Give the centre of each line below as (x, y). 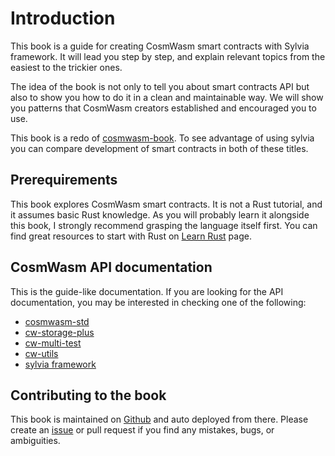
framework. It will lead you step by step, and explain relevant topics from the (168, 56)
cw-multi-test (53, 343)
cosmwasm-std (57, 321)
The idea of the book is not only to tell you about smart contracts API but (160, 86)
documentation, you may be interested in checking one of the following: (158, 302)
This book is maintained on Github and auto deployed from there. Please (159, 419)
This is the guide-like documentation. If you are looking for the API (147, 291)
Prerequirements (64, 180)
